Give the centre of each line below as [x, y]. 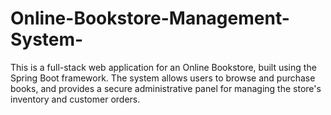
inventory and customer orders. [75, 99]
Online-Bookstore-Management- [150, 18]
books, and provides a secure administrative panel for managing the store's [166, 88]
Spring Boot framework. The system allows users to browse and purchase [163, 78]
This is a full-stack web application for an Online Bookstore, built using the [163, 67]
